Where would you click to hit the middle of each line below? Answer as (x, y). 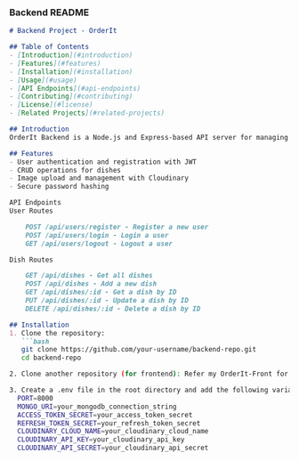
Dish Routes (31, 260)
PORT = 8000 (35, 398)
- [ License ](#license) (51, 105)
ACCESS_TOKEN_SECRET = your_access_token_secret (105, 415)
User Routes (31, 211)
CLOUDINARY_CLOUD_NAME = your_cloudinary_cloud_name (113, 432)
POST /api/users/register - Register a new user (117, 227)
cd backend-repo (51, 358)
